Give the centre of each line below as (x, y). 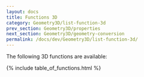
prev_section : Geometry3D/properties (53, 28)
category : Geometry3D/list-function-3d (56, 23)
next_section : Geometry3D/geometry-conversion (65, 34)
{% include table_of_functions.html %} (54, 68)
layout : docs (22, 12)
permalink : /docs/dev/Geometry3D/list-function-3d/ (72, 39)
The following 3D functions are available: (57, 56)
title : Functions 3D (32, 17)
